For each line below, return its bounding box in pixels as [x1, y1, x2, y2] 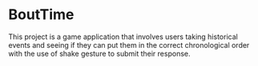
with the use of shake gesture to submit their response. [8, 49, 191, 58]
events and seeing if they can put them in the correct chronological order [8, 40, 250, 49]
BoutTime [8, 6, 75, 24]
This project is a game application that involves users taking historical [8, 32, 238, 41]
